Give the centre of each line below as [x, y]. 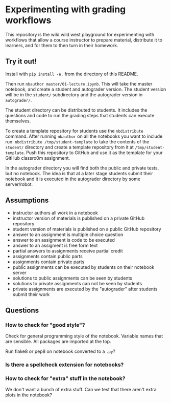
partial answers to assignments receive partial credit [68, 251]
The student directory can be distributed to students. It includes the [76, 110]
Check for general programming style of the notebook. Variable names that [84, 336]
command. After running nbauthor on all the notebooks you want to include [84, 136]
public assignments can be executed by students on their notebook [83, 267]
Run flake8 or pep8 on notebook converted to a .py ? [60, 351]
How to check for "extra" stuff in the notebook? [65, 378]
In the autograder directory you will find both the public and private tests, [82, 168]
